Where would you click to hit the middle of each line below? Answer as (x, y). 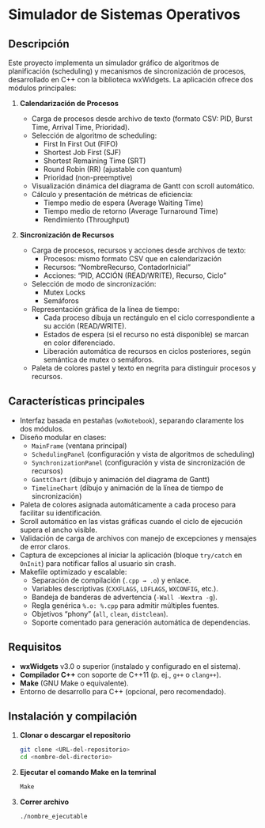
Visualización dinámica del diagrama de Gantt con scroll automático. (143, 186)
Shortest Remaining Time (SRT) (95, 161)
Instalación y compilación (73, 717)
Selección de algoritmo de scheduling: (94, 135)
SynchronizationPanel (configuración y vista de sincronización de (138, 462)
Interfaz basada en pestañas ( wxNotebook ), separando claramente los (132, 420)
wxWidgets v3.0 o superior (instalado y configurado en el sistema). (130, 666)
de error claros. (45, 546)
